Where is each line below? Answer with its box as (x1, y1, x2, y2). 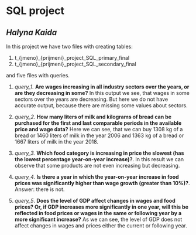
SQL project (6, 4, 65, 18)
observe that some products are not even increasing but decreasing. (14, 162, 180, 169)
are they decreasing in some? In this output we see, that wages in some (14, 90, 190, 96)
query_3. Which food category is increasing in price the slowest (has (14, 149, 184, 156)
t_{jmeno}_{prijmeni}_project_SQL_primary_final (14, 55, 130, 61)
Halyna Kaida (6, 28, 57, 38)
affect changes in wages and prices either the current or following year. (14, 222, 187, 229)
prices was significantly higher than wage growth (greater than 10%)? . (14, 180, 190, 186)
